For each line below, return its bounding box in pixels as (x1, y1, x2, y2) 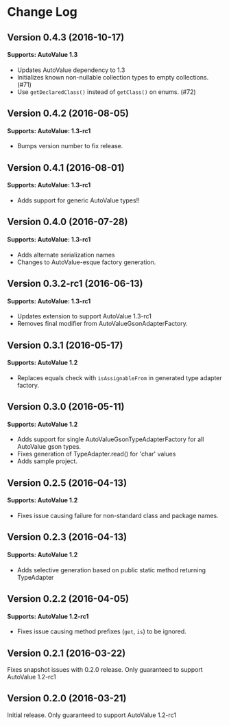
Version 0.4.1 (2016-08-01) (7, 162, 125, 174)
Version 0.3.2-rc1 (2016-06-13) (7, 277, 143, 289)
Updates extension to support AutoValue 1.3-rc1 (16, 312, 152, 320)
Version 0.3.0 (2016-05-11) (7, 401, 125, 412)
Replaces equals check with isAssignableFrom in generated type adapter (16, 373, 223, 382)
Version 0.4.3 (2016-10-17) (7, 32, 125, 43)
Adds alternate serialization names (16, 250, 115, 259)
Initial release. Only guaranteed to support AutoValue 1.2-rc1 (7, 711, 177, 719)
